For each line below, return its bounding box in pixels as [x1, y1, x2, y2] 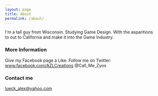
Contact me [5, 74, 33, 81]
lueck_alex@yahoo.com [5, 85, 52, 91]
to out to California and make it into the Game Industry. [5, 34, 114, 40]
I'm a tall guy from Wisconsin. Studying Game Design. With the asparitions [5, 29, 153, 35]
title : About [5, 12, 31, 16]
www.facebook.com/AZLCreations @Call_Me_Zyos [5, 62, 106, 68]
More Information [5, 46, 47, 53]
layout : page [5, 7, 31, 12]
